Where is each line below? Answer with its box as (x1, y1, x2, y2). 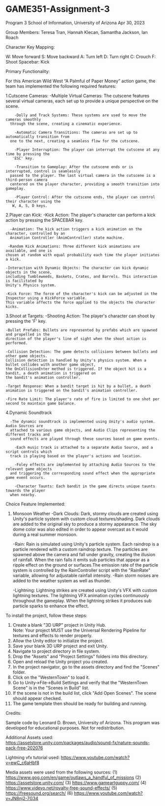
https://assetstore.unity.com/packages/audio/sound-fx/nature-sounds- (5, 739, 150, 745)
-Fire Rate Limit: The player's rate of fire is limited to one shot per (5, 397, 160, 402)
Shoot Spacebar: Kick (5, 59, 50, 65)
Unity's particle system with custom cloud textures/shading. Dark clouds (12, 516, 160, 522)
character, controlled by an (5, 231, 65, 236)
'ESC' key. (12, 156, 35, 161)
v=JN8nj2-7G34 (5, 795, 39, 801)
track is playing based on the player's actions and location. (10, 453, 142, 459)
